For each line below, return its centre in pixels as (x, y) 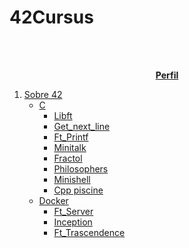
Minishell (72, 179)
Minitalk (70, 147)
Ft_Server (73, 211)
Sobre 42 (43, 94)
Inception (73, 222)
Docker (53, 200)
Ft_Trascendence (89, 232)
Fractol (68, 158)
